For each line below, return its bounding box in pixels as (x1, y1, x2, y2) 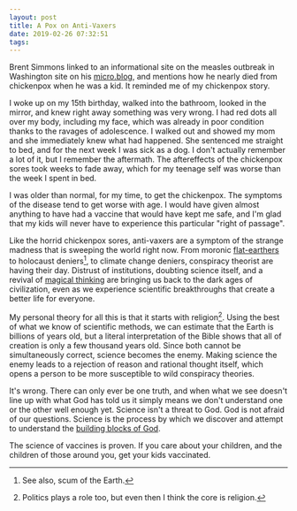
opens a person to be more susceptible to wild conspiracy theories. (9, 368, 255, 378)
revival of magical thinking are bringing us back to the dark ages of (9, 274, 254, 285)
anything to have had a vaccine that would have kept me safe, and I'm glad (9, 209, 282, 219)
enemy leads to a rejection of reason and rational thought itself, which (9, 359, 263, 370)
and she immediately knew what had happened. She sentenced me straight (9, 135, 284, 146)
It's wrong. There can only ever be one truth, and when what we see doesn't (9, 385, 288, 396)
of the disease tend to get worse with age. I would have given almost (9, 200, 260, 210)
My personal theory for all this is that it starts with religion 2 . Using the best (9, 310, 280, 323)
